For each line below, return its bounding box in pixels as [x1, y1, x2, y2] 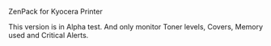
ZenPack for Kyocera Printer [8, 7, 103, 16]
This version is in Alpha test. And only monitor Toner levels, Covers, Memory [8, 22, 264, 31]
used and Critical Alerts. [8, 31, 89, 40]
